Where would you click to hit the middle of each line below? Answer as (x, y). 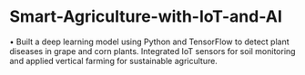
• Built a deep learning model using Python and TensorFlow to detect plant (149, 42)
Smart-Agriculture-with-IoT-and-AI (146, 17)
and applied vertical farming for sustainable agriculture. (114, 61)
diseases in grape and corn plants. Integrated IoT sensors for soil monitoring (152, 51)
